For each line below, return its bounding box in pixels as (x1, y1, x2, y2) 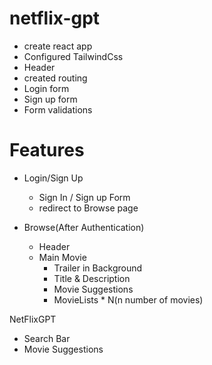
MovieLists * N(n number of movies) (53, 293, 204, 306)
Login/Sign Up (23, 172, 84, 184)
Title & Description (53, 272, 131, 284)
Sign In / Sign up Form (38, 191, 131, 203)
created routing (23, 72, 88, 84)
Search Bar (23, 332, 71, 344)
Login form (23, 82, 70, 94)
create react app (23, 40, 93, 52)
